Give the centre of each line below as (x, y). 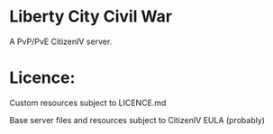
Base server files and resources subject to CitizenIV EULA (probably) (137, 120)
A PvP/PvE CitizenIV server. (61, 41)
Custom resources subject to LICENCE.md (88, 103)
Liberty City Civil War (91, 17)
